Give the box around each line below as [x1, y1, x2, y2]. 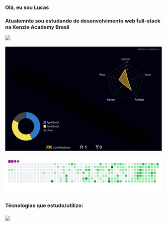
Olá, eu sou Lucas [5, 4, 49, 11]
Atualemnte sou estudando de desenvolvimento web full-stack [5, 17, 161, 24]
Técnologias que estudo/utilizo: [5, 202, 83, 209]
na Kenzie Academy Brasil [5, 23, 70, 30]
